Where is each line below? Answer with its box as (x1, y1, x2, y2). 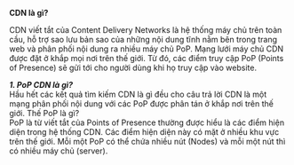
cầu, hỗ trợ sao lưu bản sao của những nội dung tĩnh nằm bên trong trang (9, 35, 278, 44)
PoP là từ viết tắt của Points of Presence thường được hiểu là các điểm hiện (9, 117, 285, 128)
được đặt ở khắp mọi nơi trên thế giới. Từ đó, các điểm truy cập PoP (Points (9, 53, 284, 63)
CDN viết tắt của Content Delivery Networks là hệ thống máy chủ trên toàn (9, 25, 282, 35)
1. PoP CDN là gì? (9, 80, 74, 90)
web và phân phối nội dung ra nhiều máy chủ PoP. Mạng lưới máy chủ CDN (9, 43, 284, 54)
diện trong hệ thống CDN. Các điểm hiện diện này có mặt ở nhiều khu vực (9, 127, 280, 137)
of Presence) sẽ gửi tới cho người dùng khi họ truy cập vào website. (9, 62, 258, 73)
